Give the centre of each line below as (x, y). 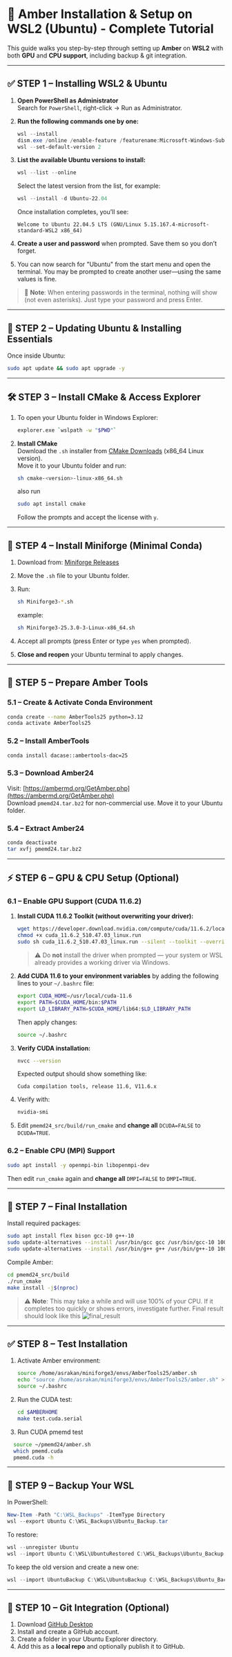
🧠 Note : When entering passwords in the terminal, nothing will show (120, 292)
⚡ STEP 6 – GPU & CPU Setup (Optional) (93, 878)
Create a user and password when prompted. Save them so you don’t (117, 244)
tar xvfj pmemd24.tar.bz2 (44, 849)
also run (29, 491)
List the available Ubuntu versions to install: (81, 160)
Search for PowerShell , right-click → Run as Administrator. (99, 107)
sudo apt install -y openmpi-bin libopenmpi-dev (78, 1165)
